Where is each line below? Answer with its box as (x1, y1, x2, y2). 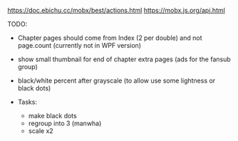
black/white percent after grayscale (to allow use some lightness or (17, 76, 216, 85)
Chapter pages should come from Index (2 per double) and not (17, 33, 202, 42)
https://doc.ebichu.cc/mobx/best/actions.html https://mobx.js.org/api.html (7, 6, 226, 14)
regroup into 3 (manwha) (28, 119, 102, 127)
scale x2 (28, 127, 53, 135)
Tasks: (17, 98, 38, 106)
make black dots (28, 112, 77, 120)
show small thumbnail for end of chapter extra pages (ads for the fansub (17, 55, 232, 63)
